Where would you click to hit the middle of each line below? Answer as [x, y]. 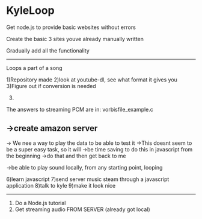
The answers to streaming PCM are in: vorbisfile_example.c [80, 109]
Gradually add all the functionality [48, 50]
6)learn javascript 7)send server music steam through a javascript [88, 179]
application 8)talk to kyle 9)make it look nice [61, 185]
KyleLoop [31, 11]
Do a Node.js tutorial [40, 203]
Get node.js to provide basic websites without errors [71, 27]
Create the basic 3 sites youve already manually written [75, 39]
